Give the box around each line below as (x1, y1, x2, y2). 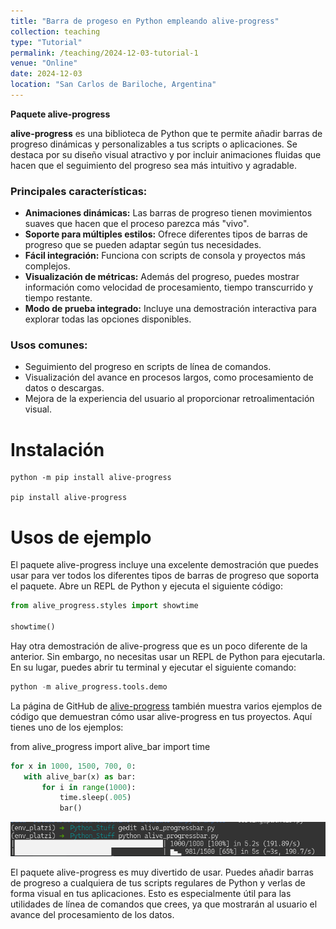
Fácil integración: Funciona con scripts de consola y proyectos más (24, 250, 306, 262)
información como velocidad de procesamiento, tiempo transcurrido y (24, 281, 314, 294)
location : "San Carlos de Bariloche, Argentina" (10, 80, 217, 90)
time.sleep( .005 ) (59, 793, 132, 803)
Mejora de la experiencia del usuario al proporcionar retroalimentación (24, 393, 315, 405)
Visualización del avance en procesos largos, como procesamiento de (24, 371, 314, 384)
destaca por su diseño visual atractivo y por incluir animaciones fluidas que (10, 148, 322, 160)
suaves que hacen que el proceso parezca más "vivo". (24, 218, 250, 230)
